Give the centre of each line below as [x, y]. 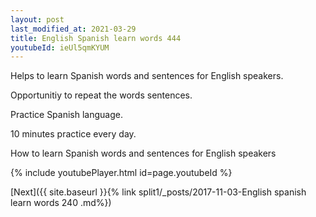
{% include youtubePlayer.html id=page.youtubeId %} [121, 173]
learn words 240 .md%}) [61, 203]
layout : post [37, 19]
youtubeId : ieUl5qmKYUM [60, 47]
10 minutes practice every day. [73, 134]
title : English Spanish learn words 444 [96, 38]
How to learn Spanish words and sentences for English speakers [143, 153]
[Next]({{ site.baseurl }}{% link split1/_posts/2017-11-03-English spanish [158, 192]
